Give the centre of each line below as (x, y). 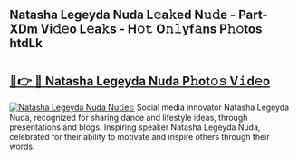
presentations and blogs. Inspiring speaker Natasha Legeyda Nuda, (135, 127)
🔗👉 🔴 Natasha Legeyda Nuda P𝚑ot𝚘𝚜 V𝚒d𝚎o (140, 81)
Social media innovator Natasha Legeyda (213, 107)
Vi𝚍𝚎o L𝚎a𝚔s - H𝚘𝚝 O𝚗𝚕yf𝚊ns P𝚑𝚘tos (151, 30)
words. (22, 146)
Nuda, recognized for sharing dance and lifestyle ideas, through (129, 118)
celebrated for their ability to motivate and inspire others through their (139, 137)
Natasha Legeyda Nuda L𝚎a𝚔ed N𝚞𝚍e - (123, 15)
